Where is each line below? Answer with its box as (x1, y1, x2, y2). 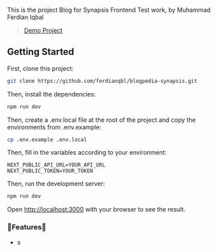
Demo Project (23, 27, 63, 34)
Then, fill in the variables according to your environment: (7, 149, 167, 157)
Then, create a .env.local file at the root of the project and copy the (7, 116, 196, 124)
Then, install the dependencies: (7, 90, 96, 98)
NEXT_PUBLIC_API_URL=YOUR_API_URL (7, 162, 106, 168)
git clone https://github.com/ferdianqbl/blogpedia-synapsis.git (7, 77, 197, 84)
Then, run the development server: (7, 179, 105, 188)
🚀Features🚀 (7, 223, 47, 232)
